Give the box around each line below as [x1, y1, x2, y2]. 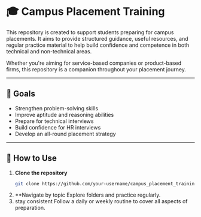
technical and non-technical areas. [6, 47, 92, 55]
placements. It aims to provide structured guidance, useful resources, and [6, 35, 188, 42]
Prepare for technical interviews [14, 117, 94, 125]
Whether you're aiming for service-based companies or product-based [6, 59, 181, 67]
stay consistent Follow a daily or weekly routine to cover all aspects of [14, 198, 188, 205]
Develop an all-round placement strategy [14, 130, 116, 137]
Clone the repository [14, 169, 68, 176]
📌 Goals [6, 89, 36, 99]
